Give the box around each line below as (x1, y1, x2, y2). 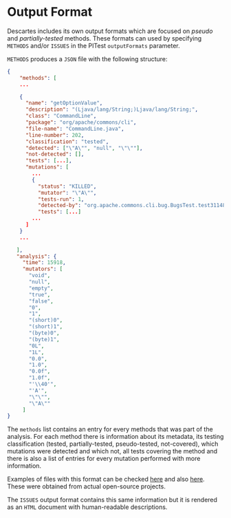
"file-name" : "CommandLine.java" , (25, 125, 125, 132)
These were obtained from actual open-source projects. (7, 482, 166, 490)
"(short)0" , (28, 317, 63, 324)
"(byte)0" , (28, 330, 60, 337)
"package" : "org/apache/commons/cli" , (25, 119, 137, 126)
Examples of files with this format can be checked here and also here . (7, 475, 205, 484)
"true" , (28, 291, 51, 298)
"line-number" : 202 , (25, 131, 85, 138)
